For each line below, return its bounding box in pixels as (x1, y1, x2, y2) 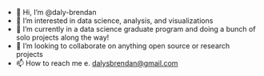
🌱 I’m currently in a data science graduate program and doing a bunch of (15, 25, 256, 33)
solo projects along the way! (15, 32, 110, 42)
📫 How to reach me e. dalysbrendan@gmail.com (15, 59, 178, 67)
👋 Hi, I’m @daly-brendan (15, 8, 97, 17)
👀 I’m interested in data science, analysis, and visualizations (15, 16, 214, 25)
